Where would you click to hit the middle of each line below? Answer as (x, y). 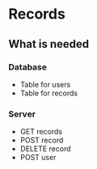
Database (27, 67)
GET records (41, 132)
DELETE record (45, 149)
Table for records (49, 93)
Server (22, 114)
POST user (38, 158)
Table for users (45, 84)
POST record (42, 140)
